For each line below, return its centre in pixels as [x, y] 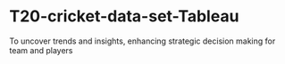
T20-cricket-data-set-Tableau [124, 16]
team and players [41, 50]
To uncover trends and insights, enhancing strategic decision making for [142, 41]
